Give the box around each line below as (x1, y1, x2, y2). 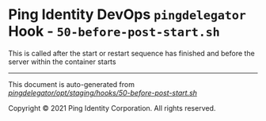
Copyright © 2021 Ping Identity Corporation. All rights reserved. (8, 103, 216, 112)
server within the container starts (8, 57, 116, 66)
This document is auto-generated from (8, 79, 135, 89)
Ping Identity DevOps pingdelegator (8, 6, 247, 24)
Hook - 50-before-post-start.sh (8, 22, 220, 40)
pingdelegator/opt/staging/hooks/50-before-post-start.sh (8, 88, 198, 97)
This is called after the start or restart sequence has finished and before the (8, 48, 255, 58)
